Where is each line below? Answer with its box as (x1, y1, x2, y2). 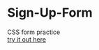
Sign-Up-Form (7, 5, 93, 21)
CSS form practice (7, 28, 61, 36)
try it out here (7, 35, 47, 43)
